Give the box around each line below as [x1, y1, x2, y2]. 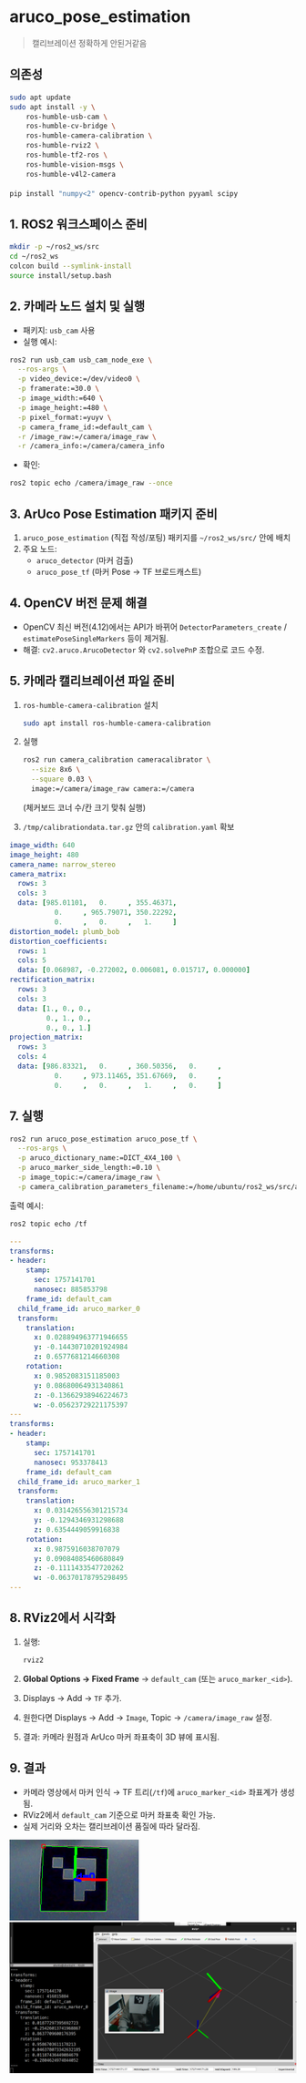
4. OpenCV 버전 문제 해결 [9, 595, 148, 611]
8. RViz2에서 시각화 [9, 1610, 117, 1626]
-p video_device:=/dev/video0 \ [17, 375, 141, 384]
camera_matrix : [9, 869, 67, 878]
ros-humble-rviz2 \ [25, 141, 100, 150]
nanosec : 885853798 [33, 1285, 107, 1294]
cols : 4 [17, 1052, 47, 1062]
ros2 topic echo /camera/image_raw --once [9, 478, 173, 488]
